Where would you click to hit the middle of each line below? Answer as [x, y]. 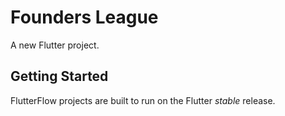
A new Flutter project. [55, 45]
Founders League [84, 17]
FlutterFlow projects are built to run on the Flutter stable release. [143, 100]
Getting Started [59, 76]
